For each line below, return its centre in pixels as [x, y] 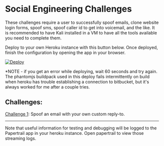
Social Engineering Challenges [69, 9]
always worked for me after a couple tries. [48, 87]
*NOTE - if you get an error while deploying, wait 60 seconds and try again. [81, 71]
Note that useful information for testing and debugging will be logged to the [81, 128]
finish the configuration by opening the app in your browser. [65, 53]
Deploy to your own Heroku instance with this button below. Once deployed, [82, 47]
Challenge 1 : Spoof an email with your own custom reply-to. [65, 114]
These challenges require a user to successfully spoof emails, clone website [82, 22]
